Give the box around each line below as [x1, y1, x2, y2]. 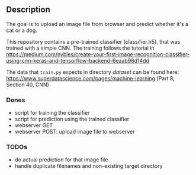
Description [6, 5, 50, 15]
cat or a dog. [6, 27, 37, 34]
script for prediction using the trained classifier [14, 115, 130, 123]
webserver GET [14, 122, 53, 129]
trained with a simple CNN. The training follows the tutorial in [6, 44, 155, 51]
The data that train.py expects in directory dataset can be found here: [6, 68, 179, 76]
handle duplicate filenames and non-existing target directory [14, 163, 163, 170]
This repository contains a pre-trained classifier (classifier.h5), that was [6, 38, 181, 45]
